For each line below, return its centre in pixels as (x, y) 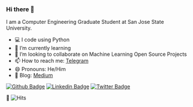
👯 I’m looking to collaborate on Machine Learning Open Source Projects (101, 54)
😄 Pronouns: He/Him (40, 69)
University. (19, 28)
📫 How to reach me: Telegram (51, 61)
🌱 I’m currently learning (43, 48)
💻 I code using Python (42, 40)
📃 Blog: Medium (34, 76)
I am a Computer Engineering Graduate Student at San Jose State (85, 22)
